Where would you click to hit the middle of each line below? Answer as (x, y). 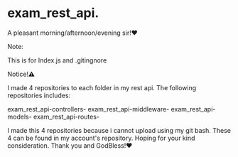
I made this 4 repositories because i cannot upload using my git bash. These (119, 130)
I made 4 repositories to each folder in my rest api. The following (102, 87)
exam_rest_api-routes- (66, 117)
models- (20, 117)
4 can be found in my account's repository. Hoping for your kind (101, 138)
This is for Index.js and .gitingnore (57, 60)
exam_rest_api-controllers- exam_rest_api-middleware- (88, 109)
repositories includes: (39, 95)
